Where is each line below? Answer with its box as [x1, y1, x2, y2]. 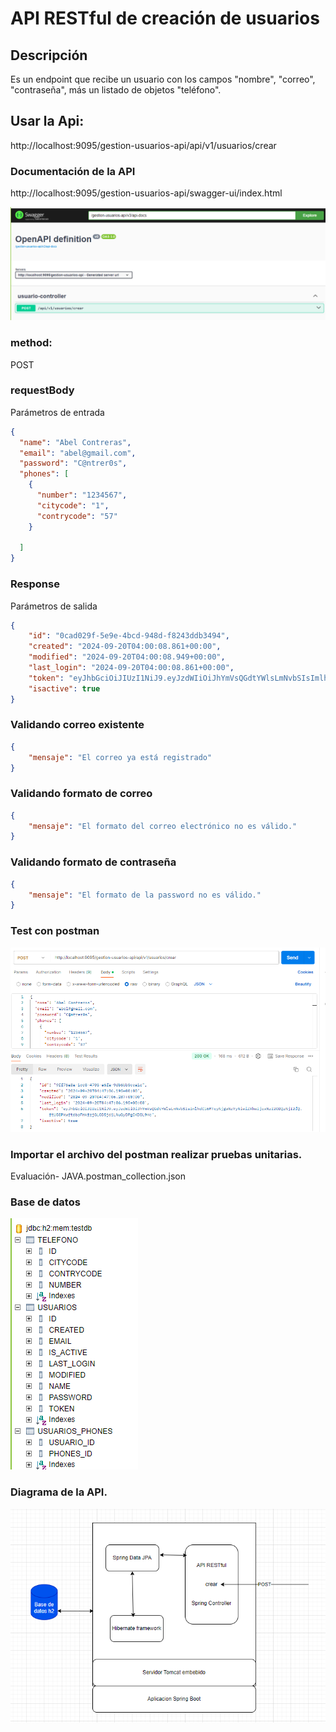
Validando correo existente [10, 718, 145, 732]
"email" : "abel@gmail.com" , [19, 448, 137, 458]
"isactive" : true [28, 683, 101, 694]
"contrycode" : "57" [36, 511, 118, 521]
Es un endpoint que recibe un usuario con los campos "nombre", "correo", [10, 73, 316, 85]
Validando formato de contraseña [10, 855, 177, 869]
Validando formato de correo [10, 787, 153, 801]
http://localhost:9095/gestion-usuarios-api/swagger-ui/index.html [10, 187, 283, 199]
